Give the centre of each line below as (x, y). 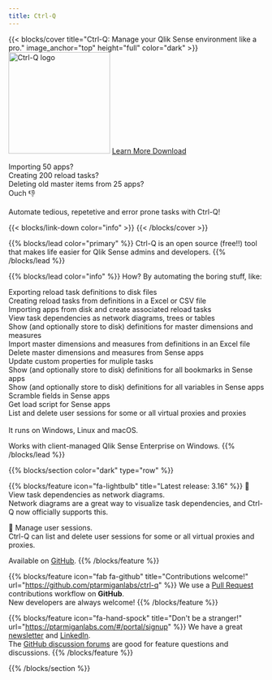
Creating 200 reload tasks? (54, 175)
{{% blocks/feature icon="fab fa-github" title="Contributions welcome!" (129, 576)
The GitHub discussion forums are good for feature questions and (119, 643)
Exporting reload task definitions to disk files (83, 292)
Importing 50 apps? (41, 167)
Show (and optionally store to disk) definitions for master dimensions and (131, 327)
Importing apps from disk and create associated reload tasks (110, 309)
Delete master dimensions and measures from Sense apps (106, 352)
